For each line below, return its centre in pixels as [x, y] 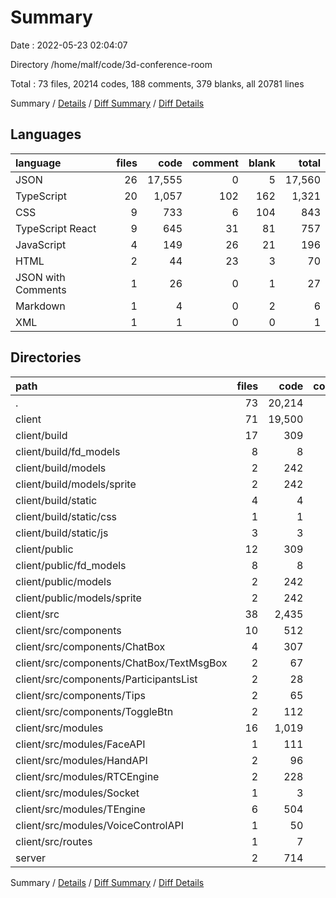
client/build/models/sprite [76, 484]
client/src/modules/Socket [77, 793]
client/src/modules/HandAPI [81, 760]
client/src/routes [54, 841]
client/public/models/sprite [78, 598]
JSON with [40, 277]
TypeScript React [56, 228]
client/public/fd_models [71, 565]
